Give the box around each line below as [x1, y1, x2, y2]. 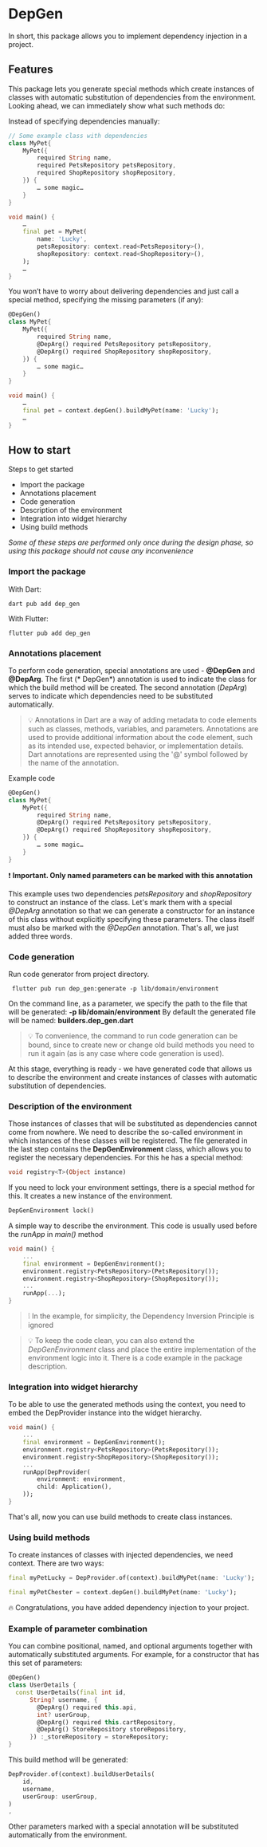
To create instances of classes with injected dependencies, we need [8, 1550, 234, 1560]
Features [8, 63, 53, 77]
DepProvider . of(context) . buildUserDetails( [8, 1770, 155, 1778]
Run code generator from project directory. [8, 969, 150, 979]
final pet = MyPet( [22, 228, 88, 236]
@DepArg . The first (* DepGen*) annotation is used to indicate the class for [8, 674, 257, 683]
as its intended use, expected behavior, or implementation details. [27, 741, 245, 750]
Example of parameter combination [8, 1623, 147, 1634]
